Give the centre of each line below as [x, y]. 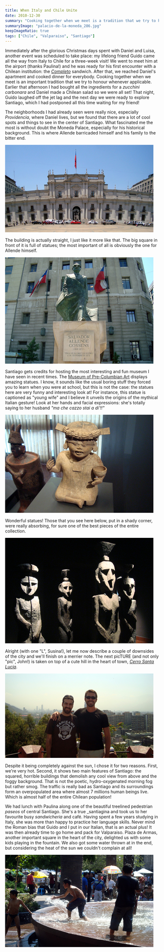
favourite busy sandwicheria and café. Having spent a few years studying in [82, 817]
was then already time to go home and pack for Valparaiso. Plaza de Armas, [81, 832]
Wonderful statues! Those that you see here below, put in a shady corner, [79, 520]
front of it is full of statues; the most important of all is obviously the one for [81, 245]
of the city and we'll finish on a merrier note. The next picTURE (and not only [82, 656]
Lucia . [11, 667]
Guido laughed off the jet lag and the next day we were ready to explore [77, 97]
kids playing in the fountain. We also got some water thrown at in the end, [79, 843]
